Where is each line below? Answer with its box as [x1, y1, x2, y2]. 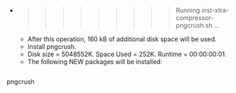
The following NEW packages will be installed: [27, 58, 162, 66]
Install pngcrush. [27, 43, 77, 50]
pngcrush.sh [175, 21, 213, 29]
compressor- [175, 13, 214, 22]
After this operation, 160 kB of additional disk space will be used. [27, 35, 217, 43]
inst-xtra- [201, 6, 230, 14]
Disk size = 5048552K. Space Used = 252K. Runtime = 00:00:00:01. [27, 50, 227, 58]
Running [175, 6, 201, 14]
